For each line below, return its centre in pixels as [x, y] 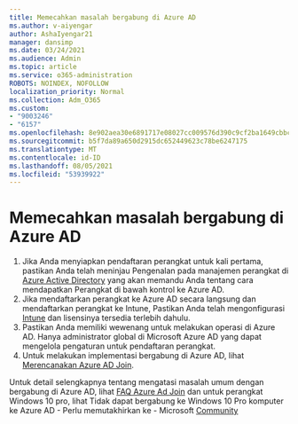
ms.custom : [29, 108]
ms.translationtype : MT [53, 149]
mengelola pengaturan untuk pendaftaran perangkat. [118, 346]
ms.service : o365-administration [71, 75]
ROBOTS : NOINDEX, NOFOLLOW [59, 83]
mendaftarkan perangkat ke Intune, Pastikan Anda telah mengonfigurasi [153, 309]
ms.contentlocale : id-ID [55, 157]
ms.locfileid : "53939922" [57, 174]
